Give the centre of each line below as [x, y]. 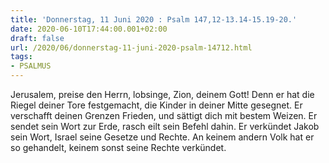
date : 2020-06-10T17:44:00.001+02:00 [89, 29]
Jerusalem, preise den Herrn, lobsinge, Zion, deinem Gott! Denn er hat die [162, 94]
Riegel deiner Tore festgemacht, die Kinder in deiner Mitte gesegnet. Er [156, 105]
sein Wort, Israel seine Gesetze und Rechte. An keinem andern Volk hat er [162, 137]
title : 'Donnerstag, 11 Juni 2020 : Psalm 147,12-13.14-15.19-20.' [154, 19]
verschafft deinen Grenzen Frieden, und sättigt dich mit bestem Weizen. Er [164, 115]
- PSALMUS [31, 66]
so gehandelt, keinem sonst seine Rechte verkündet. [118, 147]
